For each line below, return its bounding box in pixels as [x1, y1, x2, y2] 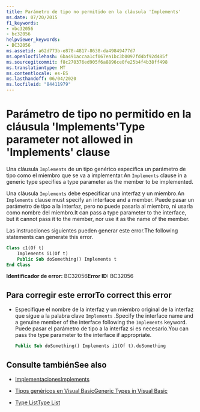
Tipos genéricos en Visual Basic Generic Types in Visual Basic [14, 387, 168, 394]
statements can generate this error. [6, 233, 94, 240]
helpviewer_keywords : [6, 37, 61, 43]
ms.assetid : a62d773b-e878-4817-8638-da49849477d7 [6, 48, 136, 54]
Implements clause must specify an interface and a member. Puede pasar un [6, 196, 195, 203]
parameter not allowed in [6, 133, 133, 147]
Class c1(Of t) [6, 244, 44, 251]
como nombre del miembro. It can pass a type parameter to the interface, [6, 208, 187, 216]
